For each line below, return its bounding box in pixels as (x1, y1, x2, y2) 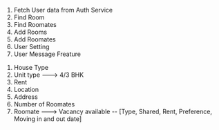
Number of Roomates (13, 100, 75, 108)
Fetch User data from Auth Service (13, 6, 113, 14)
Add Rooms (13, 28, 47, 36)
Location (13, 86, 39, 93)
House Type (13, 64, 49, 71)
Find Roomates (13, 21, 57, 28)
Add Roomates (13, 35, 57, 44)
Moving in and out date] (13, 115, 82, 123)
